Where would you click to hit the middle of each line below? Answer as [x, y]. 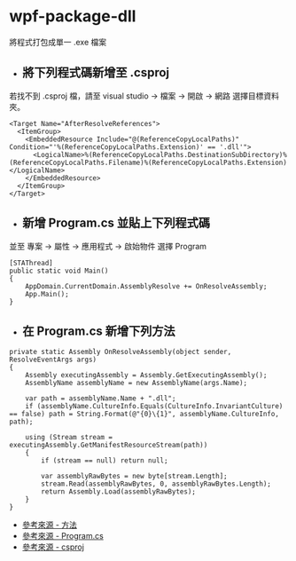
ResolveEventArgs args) [53, 360]
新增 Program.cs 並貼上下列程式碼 [116, 223]
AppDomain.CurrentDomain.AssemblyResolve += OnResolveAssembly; [146, 286]
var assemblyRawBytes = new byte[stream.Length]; [134, 477]
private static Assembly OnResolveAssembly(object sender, [121, 352]
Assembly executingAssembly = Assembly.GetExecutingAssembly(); [146, 375]
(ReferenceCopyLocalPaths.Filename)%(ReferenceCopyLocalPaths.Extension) [148, 162]
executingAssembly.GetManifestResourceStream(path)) [109, 446]
